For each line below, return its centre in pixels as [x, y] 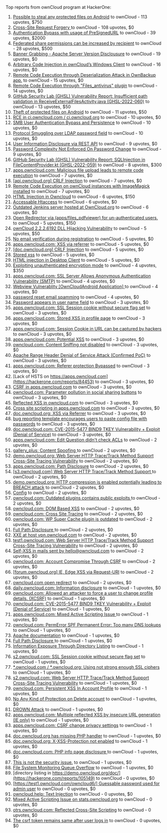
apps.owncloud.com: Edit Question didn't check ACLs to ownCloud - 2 [85, 440]
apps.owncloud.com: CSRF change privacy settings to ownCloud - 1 [82, 725]
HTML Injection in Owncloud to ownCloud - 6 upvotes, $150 [74, 197]
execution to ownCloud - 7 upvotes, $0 [53, 175]
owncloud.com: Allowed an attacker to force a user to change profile [83, 593]
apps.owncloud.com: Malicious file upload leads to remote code [78, 170]
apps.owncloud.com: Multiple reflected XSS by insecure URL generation [86, 715]
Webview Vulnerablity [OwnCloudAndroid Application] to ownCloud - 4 [85, 286]
